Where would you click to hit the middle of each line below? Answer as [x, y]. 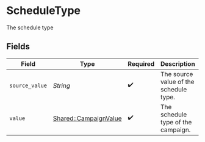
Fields [18, 47]
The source [177, 74]
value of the [178, 82]
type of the [176, 122]
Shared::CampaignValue [87, 118]
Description [178, 63]
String [62, 85]
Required [141, 63]
